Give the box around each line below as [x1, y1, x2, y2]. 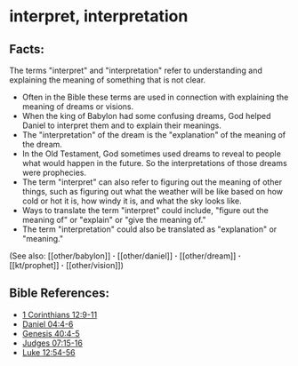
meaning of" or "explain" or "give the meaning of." [21, 215, 206, 225]
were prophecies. [21, 167, 87, 178]
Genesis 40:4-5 [21, 328, 80, 338]
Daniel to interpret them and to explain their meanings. [21, 120, 222, 131]
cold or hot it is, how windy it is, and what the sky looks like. [21, 195, 242, 206]
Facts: [9, 42, 44, 57]
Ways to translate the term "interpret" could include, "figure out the [21, 205, 269, 215]
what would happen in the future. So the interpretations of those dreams [21, 158, 287, 168]
